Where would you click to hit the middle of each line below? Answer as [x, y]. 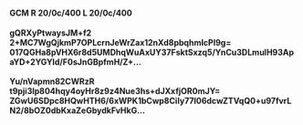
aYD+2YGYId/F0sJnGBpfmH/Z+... [75, 62]
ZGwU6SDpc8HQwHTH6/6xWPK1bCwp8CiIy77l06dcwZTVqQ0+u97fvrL [151, 101]
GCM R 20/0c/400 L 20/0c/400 [71, 13]
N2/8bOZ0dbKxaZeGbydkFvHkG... [78, 110]
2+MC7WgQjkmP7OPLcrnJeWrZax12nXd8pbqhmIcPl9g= [120, 43]
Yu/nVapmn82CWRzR [52, 81]
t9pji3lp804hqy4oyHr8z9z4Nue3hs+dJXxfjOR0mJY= [115, 91]
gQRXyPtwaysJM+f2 [51, 33]
